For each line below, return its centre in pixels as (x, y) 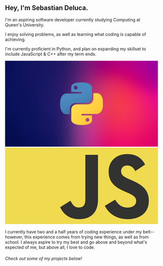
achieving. (15, 39)
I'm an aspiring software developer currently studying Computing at (73, 19)
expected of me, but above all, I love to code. (50, 248)
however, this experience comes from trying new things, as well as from (77, 237)
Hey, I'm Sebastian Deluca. (47, 8)
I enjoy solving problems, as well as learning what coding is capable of (76, 34)
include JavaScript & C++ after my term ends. (51, 54)
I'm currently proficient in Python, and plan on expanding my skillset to (76, 49)
